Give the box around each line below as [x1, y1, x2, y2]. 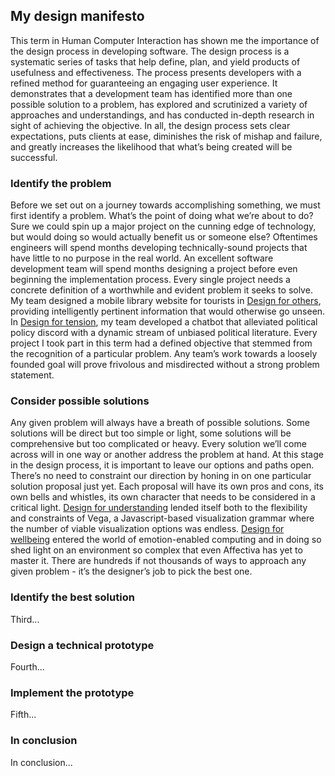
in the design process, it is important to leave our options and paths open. [10, 459, 315, 471]
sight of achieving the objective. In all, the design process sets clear [10, 119, 291, 131]
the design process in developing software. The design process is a [10, 45, 290, 57]
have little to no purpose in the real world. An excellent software [10, 252, 274, 264]
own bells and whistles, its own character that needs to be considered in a [10, 491, 316, 503]
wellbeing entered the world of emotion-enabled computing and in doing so [10, 534, 322, 546]
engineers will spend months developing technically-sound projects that [10, 242, 308, 254]
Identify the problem [10, 176, 112, 190]
